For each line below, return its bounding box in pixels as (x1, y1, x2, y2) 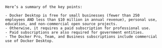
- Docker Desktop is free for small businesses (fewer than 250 (5, 13, 140, 18)
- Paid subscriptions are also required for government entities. (5, 30, 144, 35)
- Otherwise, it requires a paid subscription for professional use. (5, 26, 151, 31)
